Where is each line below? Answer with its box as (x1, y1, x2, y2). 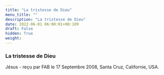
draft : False (5, 26, 33, 31)
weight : (5, 36, 22, 41)
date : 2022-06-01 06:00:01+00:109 (5, 21, 79, 27)
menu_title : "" (5, 12, 38, 17)
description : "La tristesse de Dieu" (5, 17, 86, 22)
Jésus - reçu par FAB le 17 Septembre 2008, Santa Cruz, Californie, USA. (5, 64, 159, 70)
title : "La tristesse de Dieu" (5, 7, 72, 13)
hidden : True (5, 31, 33, 36)
